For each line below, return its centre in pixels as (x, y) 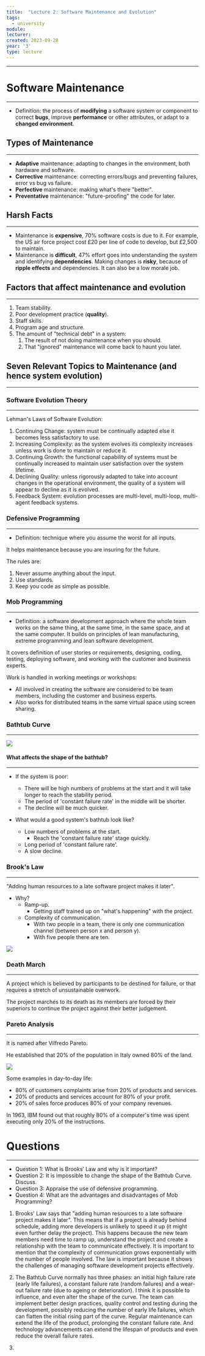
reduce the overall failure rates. (54, 1336)
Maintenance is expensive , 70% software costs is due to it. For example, (106, 236)
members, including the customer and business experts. (86, 695)
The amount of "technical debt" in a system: (70, 334)
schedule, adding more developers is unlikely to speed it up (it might (101, 1227)
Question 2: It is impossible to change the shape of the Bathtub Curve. (103, 1175)
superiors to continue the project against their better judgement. (87, 1008)
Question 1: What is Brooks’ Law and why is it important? (86, 1169)
